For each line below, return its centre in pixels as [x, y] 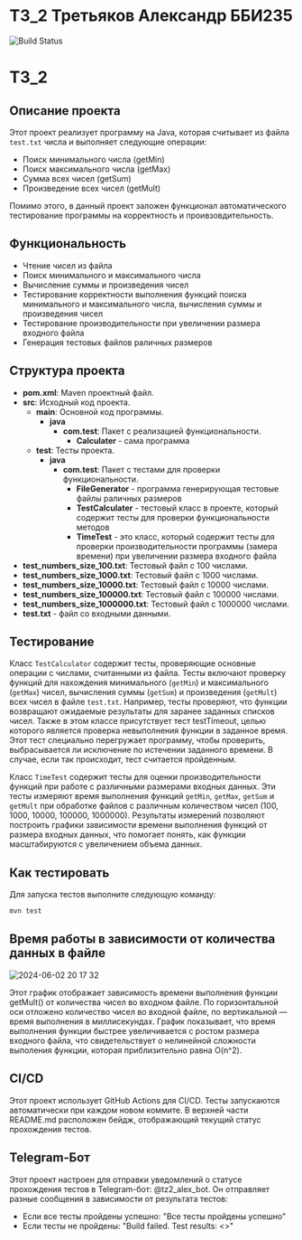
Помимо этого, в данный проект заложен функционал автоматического [148, 205]
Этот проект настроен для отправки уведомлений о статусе [126, 1179]
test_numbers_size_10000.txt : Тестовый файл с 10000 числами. [145, 585]
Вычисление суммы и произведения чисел [105, 285]
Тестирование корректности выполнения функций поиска [134, 294]
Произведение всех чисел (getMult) [92, 188]
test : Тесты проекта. [75, 450]
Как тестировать [59, 873]
